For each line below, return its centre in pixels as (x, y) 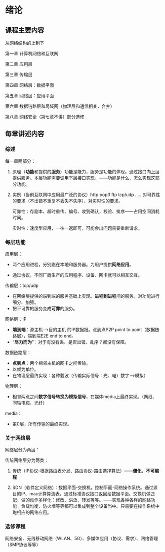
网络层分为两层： (22, 450)
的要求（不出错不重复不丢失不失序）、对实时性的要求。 (67, 201)
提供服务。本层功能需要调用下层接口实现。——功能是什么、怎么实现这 (84, 178)
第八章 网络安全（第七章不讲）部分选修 (45, 117)
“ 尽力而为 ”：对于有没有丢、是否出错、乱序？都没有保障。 (71, 342)
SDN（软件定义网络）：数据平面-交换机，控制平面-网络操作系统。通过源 (85, 487)
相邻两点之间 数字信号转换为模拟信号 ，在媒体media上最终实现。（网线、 (84, 396)
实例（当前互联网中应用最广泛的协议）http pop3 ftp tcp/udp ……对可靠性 (86, 195)
